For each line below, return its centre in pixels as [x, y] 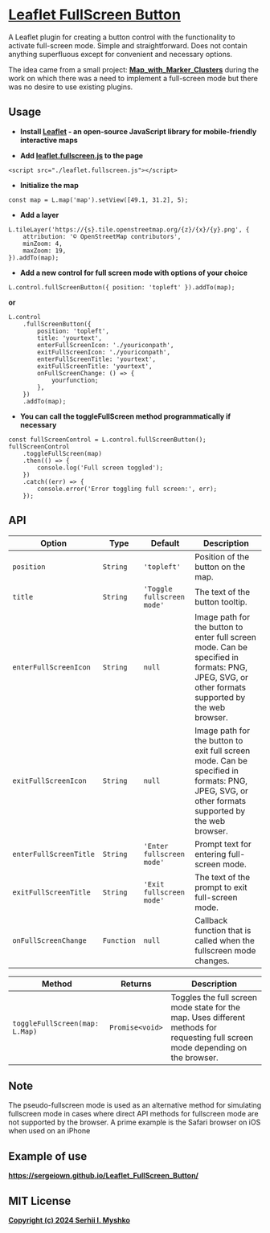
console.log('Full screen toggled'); [100, 468]
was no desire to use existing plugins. [71, 87]
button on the [220, 567]
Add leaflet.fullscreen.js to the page [81, 155]
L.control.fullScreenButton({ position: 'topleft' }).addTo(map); [122, 287]
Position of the [222, 556]
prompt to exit [221, 887]
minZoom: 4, [43, 244]
